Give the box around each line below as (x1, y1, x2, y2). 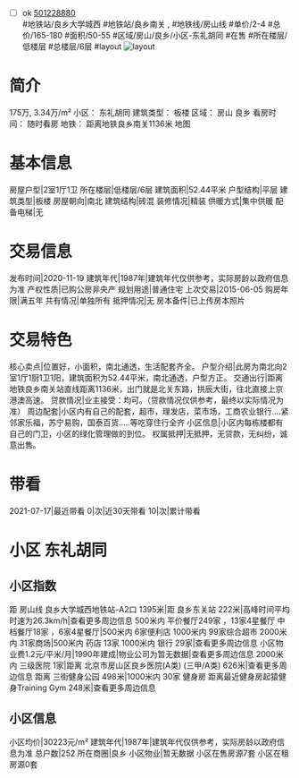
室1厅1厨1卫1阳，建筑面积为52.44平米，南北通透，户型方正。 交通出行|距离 (9, 372, 284, 383)
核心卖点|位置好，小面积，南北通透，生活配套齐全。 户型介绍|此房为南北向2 (9, 361, 287, 372)
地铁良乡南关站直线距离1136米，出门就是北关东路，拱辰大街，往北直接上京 (9, 383, 284, 394)
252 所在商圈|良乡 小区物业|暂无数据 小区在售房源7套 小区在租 (61, 748, 289, 758)
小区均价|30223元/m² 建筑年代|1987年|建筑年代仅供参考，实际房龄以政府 (9, 736, 278, 747)
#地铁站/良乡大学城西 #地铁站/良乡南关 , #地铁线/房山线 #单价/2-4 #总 (21, 19, 281, 30)
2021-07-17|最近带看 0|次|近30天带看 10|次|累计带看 (9, 505, 201, 516)
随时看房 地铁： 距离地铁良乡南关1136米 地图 (26, 118, 191, 129)
